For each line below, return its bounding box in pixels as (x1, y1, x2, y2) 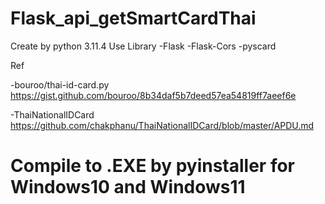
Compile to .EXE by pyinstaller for (10, 155, 296, 177)
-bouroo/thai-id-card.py (10, 78, 110, 91)
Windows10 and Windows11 (10, 176, 246, 199)
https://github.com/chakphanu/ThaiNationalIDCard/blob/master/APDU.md (10, 119, 315, 131)
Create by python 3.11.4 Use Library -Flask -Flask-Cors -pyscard (10, 40, 277, 52)
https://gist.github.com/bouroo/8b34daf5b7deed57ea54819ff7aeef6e (10, 89, 297, 101)
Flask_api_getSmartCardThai (10, 7, 257, 30)
